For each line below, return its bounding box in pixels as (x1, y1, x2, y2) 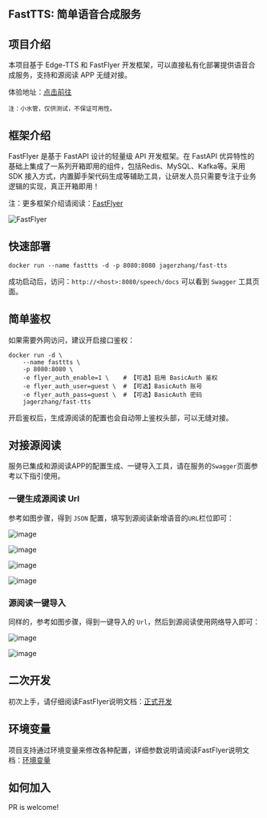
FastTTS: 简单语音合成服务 (8, 7, 142, 22)
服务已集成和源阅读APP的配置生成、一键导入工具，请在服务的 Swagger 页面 (8, 461, 251, 471)
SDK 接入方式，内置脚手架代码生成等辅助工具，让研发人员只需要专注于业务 (8, 172, 257, 181)
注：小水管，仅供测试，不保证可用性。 (8, 105, 116, 113)
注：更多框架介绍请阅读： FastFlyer (8, 199, 123, 209)
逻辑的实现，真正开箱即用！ (8, 181, 100, 191)
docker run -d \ (8, 351, 63, 359)
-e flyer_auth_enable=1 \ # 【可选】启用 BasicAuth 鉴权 (22, 374, 218, 382)
